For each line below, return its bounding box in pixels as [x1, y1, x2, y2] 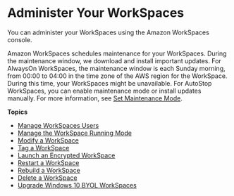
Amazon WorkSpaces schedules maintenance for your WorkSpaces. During [7, 49, 227, 58]
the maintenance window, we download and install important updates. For [7, 56, 222, 65]
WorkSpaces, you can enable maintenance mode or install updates [7, 86, 202, 95]
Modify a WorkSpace [17, 136, 79, 145]
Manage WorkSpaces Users [17, 121, 99, 129]
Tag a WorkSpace [17, 143, 70, 152]
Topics [7, 107, 28, 116]
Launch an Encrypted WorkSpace [17, 151, 116, 159]
